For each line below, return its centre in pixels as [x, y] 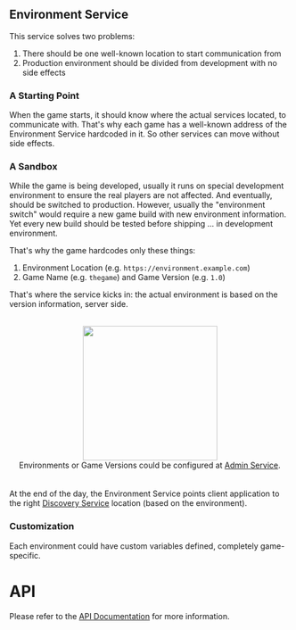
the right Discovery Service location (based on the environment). [128, 503]
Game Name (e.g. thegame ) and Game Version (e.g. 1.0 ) [123, 278]
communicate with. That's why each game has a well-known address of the [148, 125]
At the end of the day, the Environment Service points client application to [144, 493]
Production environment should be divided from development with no [150, 62]
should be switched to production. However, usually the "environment [137, 205]
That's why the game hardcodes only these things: [103, 251]
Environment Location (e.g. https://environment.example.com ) [136, 268]
